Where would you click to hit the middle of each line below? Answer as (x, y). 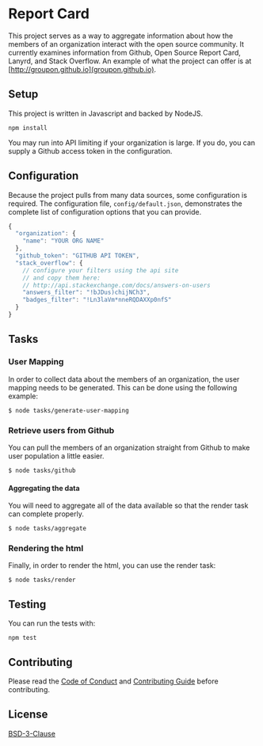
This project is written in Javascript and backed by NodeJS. (106, 113)
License (28, 715)
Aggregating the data (44, 488)
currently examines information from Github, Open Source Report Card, (125, 52)
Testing (27, 604)
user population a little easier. (56, 455)
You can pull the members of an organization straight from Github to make (129, 447)
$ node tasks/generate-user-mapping (69, 410)
